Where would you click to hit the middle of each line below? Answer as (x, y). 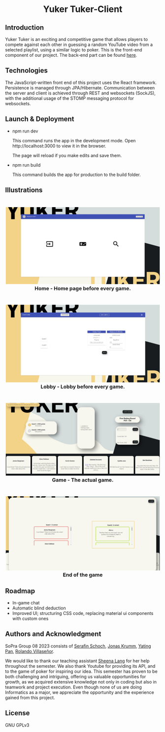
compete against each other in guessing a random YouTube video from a (79, 44)
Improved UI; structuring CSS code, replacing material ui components (83, 613)
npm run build (26, 165)
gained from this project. (30, 697)
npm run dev (25, 131)
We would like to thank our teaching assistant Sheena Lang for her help (77, 661)
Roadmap (20, 591)
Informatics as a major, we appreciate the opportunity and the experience (80, 692)
